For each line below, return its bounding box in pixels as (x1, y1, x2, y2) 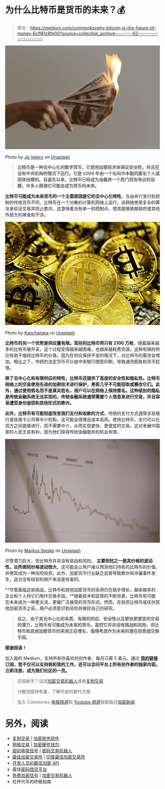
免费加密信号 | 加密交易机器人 (12, 772, 73, 778)
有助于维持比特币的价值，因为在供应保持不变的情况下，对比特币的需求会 (9, 352, 156, 358)
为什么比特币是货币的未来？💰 (5, 4, 125, 16)
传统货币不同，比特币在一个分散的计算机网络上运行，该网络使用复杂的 (13, 199, 156, 205)
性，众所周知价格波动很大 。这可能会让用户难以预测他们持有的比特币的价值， (5, 564, 160, 570)
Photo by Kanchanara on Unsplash (5, 330, 75, 336)
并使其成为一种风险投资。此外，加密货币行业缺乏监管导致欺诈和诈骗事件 (5, 570, 151, 576)
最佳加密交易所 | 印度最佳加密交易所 (12, 753, 85, 760)
